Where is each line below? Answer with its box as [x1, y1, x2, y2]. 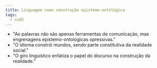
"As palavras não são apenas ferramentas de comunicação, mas [12, 31, 149, 37]
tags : [5, 12, 17, 17]
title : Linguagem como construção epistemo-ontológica [5, 7, 125, 13]
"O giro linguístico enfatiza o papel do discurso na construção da [12, 53, 150, 59]
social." [12, 47, 29, 54]
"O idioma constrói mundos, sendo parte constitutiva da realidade [12, 42, 152, 48]
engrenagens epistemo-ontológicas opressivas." [12, 36, 116, 42]
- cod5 [10, 17, 24, 22]
